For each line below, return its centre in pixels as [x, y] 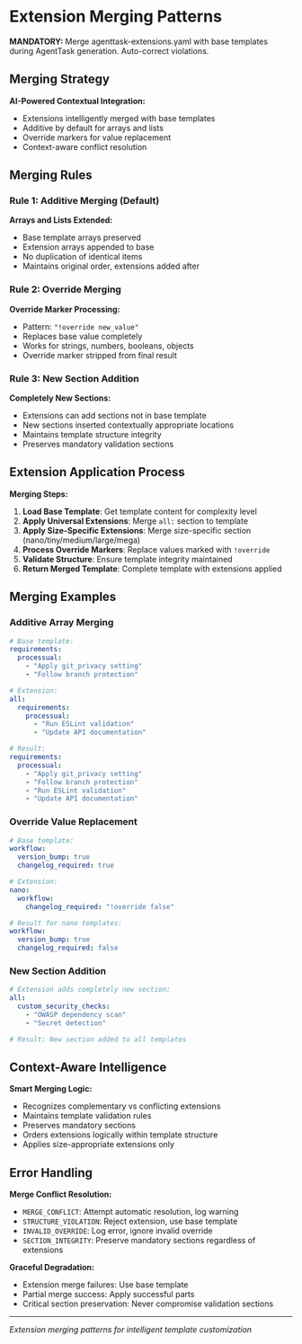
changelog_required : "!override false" [100, 906]
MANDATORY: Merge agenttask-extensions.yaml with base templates [138, 41]
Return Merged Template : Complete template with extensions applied [152, 569]
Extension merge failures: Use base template [105, 1285]
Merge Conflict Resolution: [61, 1194]
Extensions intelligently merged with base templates [119, 118]
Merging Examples [63, 597]
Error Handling [51, 1173]
